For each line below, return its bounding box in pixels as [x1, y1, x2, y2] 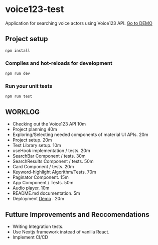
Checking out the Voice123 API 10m [12, 121, 86, 127]
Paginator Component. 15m [12, 174, 69, 180]
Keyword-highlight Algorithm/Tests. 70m [12, 169, 96, 175]
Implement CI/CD [12, 234, 49, 240]
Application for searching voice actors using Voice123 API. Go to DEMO [5, 20, 153, 26]
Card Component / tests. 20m [12, 164, 74, 170]
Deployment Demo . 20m [12, 196, 64, 202]
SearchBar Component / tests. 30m [12, 153, 86, 159]
